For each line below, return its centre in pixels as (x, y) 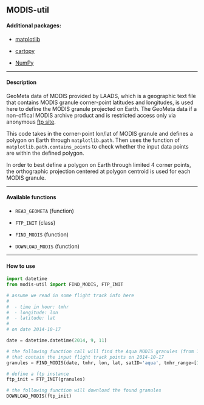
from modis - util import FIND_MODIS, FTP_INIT (65, 285)
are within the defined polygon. (45, 153)
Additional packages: (34, 25)
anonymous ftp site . (31, 122)
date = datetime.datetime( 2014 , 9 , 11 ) (57, 340)
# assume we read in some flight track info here (70, 295)
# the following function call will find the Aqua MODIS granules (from (100, 351)
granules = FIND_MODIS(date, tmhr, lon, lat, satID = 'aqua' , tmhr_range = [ (102, 363)
